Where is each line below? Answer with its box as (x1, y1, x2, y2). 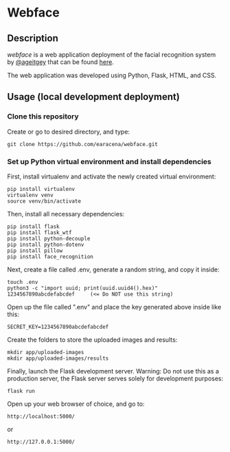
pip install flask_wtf (7, 229, 72, 236)
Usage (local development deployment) (7, 91, 180, 103)
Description (7, 32, 58, 44)
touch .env (7, 278, 38, 285)
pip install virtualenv (7, 185, 76, 192)
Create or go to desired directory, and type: (7, 127, 130, 136)
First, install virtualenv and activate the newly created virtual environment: (7, 172, 216, 181)
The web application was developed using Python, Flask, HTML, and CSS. (7, 71, 217, 79)
